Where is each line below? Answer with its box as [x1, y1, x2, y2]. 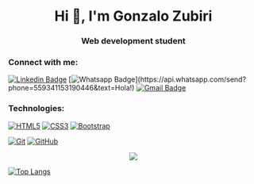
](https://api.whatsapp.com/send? [134, 75, 247, 84]
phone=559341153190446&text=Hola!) [8, 83, 135, 93]
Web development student [80, 36, 187, 47]
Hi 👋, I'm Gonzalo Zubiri [54, 7, 213, 25]
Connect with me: [8, 57, 79, 68]
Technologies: [8, 103, 65, 114]
